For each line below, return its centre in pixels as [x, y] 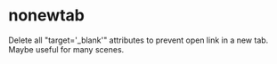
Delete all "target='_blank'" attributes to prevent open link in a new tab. [138, 40]
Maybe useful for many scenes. [66, 49]
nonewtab [47, 16]
